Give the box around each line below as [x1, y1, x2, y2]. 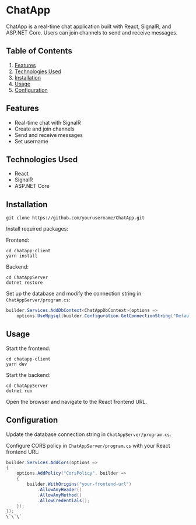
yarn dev [6, 361, 27, 367]
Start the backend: [6, 371, 51, 378]
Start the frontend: [6, 345, 51, 352]
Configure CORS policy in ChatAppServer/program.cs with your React [6, 442, 170, 449]
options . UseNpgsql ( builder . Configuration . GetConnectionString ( [16, 313, 174, 319]
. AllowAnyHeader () [37, 486, 82, 492]
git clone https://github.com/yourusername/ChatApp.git [6, 215, 145, 221]
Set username [14, 138, 48, 145]
